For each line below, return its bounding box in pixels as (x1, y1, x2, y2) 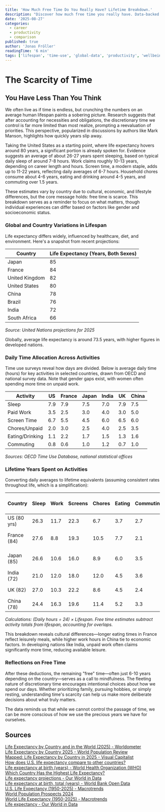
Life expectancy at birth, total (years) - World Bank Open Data (5, 780, 130, 786)
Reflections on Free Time (5, 659, 66, 666)
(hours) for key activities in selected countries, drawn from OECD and (5, 370, 146, 376)
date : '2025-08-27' (5, 16, 45, 21)
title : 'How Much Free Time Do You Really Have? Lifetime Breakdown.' (5, 7, 153, 12)
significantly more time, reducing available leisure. (5, 647, 107, 653)
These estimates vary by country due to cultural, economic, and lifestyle (5, 189, 152, 195)
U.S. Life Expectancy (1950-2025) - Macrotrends (5, 786, 104, 792)
